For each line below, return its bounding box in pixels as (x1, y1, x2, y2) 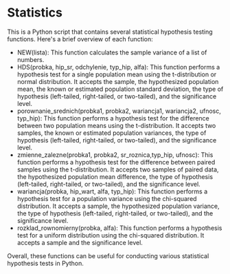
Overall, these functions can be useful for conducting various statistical (7, 251, 209, 260)
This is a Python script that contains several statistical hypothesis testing (7, 28, 213, 36)
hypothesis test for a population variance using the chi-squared (16, 194, 197, 202)
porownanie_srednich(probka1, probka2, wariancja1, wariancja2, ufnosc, (16, 107, 221, 115)
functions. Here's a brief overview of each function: (7, 34, 153, 43)
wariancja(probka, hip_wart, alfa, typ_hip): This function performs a (16, 187, 208, 196)
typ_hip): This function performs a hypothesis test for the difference (16, 114, 209, 122)
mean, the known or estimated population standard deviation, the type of (16, 85, 224, 93)
